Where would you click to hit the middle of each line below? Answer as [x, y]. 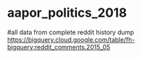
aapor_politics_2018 [67, 13]
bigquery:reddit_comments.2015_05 [59, 47]
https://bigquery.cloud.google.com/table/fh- [71, 39]
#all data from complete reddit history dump [71, 32]
